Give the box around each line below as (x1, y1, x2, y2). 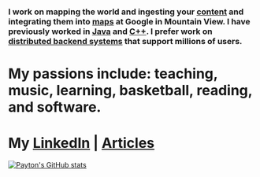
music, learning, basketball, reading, (8, 82, 253, 100)
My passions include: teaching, (8, 65, 218, 83)
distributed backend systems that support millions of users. (8, 35, 243, 46)
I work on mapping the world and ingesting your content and (8, 6, 244, 17)
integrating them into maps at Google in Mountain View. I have (8, 16, 251, 27)
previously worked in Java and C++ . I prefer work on (8, 26, 213, 37)
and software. (8, 98, 102, 116)
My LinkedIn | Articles (8, 135, 155, 152)
